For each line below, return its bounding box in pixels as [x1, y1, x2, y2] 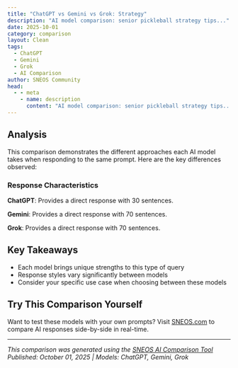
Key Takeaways [7, 244, 79, 256]
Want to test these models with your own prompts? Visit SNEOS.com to [7, 317, 215, 326]
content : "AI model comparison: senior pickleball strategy [25, 103, 208, 110]
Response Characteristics [7, 180, 99, 190]
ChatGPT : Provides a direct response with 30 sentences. [7, 196, 174, 205]
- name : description [20, 96, 81, 103]
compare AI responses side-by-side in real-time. [7, 325, 149, 333]
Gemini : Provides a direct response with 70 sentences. [7, 209, 168, 218]
